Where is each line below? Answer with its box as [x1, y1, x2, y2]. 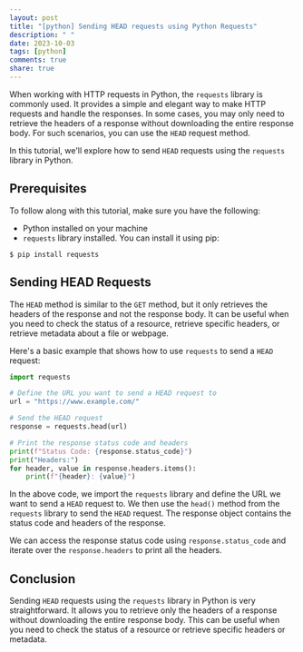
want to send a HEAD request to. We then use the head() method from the [9, 499, 280, 509]
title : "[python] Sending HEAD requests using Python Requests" [9, 22, 258, 31]
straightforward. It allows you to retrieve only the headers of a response [9, 605, 278, 616]
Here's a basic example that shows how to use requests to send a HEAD [9, 345, 274, 356]
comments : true [9, 55, 67, 64]
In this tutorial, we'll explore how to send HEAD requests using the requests [9, 144, 286, 155]
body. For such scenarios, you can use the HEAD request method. [9, 127, 251, 138]
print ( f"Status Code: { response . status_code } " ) [9, 447, 193, 456]
